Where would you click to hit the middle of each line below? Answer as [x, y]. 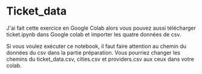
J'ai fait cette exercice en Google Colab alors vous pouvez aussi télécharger [101, 28]
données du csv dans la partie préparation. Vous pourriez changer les [93, 52]
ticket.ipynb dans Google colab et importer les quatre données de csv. [94, 34]
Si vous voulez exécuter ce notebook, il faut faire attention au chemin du [96, 46]
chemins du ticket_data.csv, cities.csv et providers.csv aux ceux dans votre [100, 59]
